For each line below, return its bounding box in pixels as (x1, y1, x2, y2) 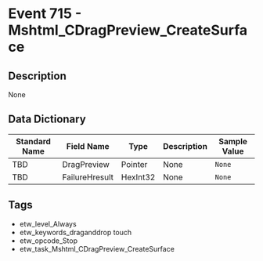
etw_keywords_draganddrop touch (19, 227, 132, 237)
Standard (15, 136, 51, 147)
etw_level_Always (19, 219, 77, 228)
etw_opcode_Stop (19, 236, 78, 245)
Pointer (121, 158, 148, 169)
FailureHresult (62, 172, 114, 183)
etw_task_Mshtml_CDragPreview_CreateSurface (19, 244, 175, 253)
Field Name (66, 140, 110, 151)
